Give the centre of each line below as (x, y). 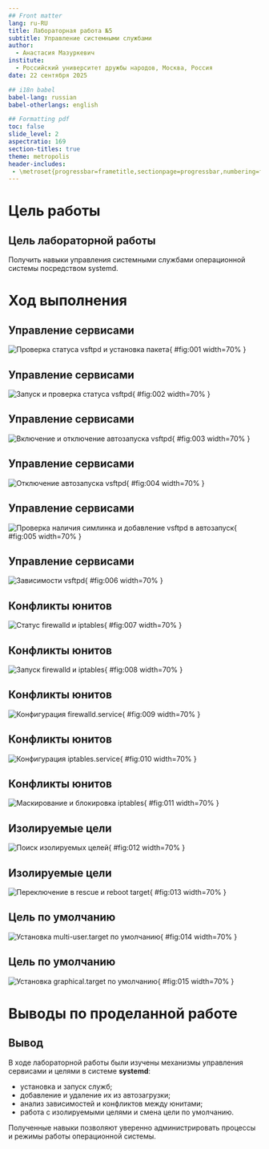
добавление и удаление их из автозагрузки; (95, 1094)
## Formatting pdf (39, 119)
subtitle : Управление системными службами (80, 38)
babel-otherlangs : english (53, 105)
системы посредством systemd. (63, 269)
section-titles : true (44, 149)
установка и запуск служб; (66, 1086)
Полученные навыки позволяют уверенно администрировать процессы (132, 1127)
